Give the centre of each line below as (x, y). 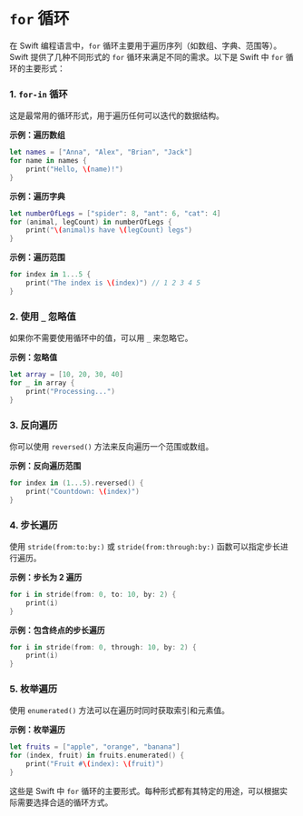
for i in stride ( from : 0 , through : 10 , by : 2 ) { (103, 647)
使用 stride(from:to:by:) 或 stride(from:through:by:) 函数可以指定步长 (145, 546)
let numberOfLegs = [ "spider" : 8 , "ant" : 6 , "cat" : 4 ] (115, 213)
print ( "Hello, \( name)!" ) (75, 169)
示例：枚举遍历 (37, 730)
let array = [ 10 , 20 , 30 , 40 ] (67, 375)
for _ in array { (42, 383)
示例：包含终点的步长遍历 (57, 630)
